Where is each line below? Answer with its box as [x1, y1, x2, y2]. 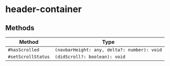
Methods [5, 24, 35, 32]
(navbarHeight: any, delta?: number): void [54, 47, 162, 52]
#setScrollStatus [8, 54, 50, 59]
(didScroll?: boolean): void [54, 54, 126, 59]
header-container [5, 4, 82, 15]
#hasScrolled [8, 47, 40, 52]
